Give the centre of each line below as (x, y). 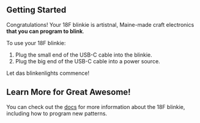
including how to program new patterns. (57, 113)
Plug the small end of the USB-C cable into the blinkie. (84, 55)
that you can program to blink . (45, 31)
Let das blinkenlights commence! (48, 73)
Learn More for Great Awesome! (69, 92)
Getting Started (36, 10)
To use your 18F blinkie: (36, 43)
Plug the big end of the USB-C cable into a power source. (87, 61)
